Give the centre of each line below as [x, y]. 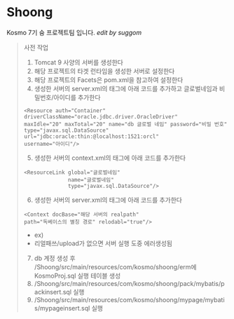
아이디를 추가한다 [77, 97]
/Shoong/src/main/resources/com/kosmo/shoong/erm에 [115, 266]
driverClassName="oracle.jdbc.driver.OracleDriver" [101, 116]
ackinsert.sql [53, 292]
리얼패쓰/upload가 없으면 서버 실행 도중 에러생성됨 [103, 243]
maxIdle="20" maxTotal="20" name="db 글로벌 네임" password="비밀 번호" [125, 124]
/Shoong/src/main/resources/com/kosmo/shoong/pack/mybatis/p [129, 283]
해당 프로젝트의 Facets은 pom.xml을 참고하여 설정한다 [109, 80]
